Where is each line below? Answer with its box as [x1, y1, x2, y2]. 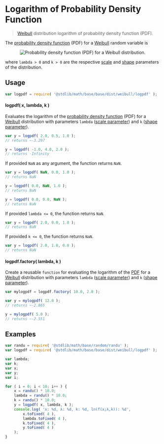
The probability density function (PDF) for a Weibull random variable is [5, 40, 148, 45]
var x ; [5, 365, 19, 371]
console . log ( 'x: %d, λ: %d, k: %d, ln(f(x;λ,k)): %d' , [14, 406, 131, 412]
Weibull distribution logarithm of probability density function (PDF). [17, 30, 154, 36]
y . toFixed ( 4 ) [23, 425, 54, 430]
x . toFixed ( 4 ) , [23, 411, 56, 416]
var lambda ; [5, 357, 30, 362]
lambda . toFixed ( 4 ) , [23, 416, 67, 421]
